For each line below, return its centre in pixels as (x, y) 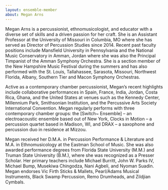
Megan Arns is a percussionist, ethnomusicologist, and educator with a (79, 29)
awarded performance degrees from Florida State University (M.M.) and (80, 150)
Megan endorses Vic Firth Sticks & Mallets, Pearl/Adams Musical (72, 171)
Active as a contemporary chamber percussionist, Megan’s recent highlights (84, 86)
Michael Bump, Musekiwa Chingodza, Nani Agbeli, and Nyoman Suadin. (80, 166)
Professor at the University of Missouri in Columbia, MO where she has (79, 39)
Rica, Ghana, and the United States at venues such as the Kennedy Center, (82, 97)
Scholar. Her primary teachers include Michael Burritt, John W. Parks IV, (80, 160)
